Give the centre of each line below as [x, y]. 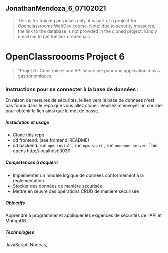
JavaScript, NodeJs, [26, 245]
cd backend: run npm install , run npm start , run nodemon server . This [85, 146]
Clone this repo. [29, 135]
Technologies [20, 232]
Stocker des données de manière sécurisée [57, 186]
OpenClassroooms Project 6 [65, 57]
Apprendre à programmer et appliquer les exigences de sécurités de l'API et [83, 215]
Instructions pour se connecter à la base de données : [72, 89]
